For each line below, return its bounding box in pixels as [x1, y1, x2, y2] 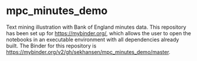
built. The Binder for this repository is [6, 42, 97, 49]
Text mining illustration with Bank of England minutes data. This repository [6, 23, 187, 30]
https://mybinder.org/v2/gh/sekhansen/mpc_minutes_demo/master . [6, 48, 171, 55]
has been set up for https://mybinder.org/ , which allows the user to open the [6, 29, 192, 36]
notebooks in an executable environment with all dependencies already [6, 36, 179, 43]
